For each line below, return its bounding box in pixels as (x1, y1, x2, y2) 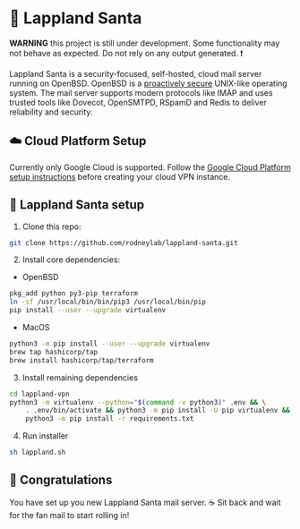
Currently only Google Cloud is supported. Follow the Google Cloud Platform (9, 161, 291, 173)
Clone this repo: (21, 221, 81, 232)
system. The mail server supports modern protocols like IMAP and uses (9, 87, 273, 98)
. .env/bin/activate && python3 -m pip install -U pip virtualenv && (25, 406, 291, 415)
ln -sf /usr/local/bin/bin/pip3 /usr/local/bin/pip (9, 297, 206, 307)
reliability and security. (9, 107, 93, 117)
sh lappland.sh (9, 448, 66, 457)
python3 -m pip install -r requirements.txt (25, 414, 194, 423)
